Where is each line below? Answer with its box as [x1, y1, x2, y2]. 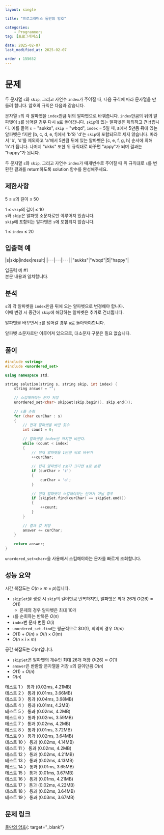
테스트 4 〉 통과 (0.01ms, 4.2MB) [5, 702, 70, 708]
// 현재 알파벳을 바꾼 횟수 [23, 423, 70, 428]
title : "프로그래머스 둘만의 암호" [5, 16, 67, 21]
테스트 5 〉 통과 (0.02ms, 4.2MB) [5, 708, 71, 714]
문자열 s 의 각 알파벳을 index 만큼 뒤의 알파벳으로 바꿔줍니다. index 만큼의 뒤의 [5, 112, 152, 118]
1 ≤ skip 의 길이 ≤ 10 [5, 206, 44, 212]
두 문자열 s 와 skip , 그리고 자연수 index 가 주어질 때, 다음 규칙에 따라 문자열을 [5, 96, 151, 102]
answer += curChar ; [23, 528, 63, 533]
